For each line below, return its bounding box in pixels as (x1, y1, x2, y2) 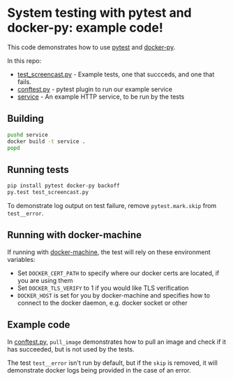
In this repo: (7, 56, 42, 64)
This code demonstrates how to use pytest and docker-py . (7, 43, 176, 51)
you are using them (17, 276, 73, 284)
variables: (7, 255, 36, 263)
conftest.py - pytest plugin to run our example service (17, 85, 173, 93)
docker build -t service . (7, 138, 86, 145)
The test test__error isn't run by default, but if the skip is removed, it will (7, 359, 218, 367)
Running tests (7, 163, 70, 176)
